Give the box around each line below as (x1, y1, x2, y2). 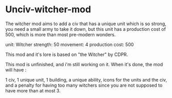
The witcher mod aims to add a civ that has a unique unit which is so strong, (5, 21, 166, 27)
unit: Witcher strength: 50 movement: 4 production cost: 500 (5, 41, 134, 47)
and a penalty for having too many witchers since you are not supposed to (5, 82, 163, 88)
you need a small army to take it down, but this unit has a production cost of (5, 26, 166, 32)
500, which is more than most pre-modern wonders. (5, 31, 116, 37)
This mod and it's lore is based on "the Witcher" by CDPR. (5, 51, 128, 57)
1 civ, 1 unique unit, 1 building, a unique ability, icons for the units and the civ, (5, 76, 167, 83)
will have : (5, 67, 27, 73)
